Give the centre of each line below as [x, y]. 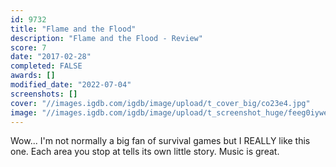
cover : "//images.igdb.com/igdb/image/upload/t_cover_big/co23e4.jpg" [160, 103]
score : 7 [28, 47]
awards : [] [33, 76]
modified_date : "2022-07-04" [71, 85]
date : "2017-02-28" [51, 57]
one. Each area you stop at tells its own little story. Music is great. [145, 152]
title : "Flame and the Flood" [73, 29]
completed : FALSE [46, 66]
